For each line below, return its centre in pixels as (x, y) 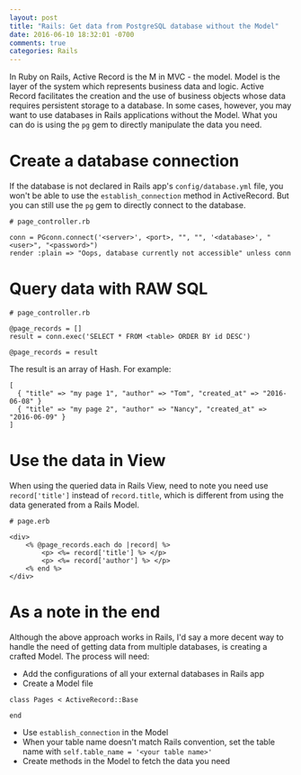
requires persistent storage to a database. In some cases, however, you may (150, 105)
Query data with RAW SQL (109, 289)
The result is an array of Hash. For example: (90, 369)
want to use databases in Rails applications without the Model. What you (144, 115)
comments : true (38, 43)
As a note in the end (85, 612)
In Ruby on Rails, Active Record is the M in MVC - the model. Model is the (145, 77)
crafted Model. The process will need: (80, 656)
